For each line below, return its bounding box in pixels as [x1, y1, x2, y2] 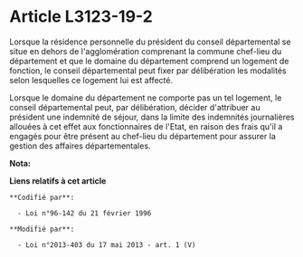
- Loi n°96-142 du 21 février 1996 [17, 208, 152, 218]
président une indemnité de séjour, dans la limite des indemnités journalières [9, 111, 295, 122]
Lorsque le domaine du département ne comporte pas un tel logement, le [9, 92, 282, 103]
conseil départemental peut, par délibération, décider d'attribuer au [9, 101, 260, 112]
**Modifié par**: [9, 224, 75, 233]
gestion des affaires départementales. [9, 140, 151, 151]
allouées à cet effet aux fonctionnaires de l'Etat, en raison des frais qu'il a [9, 120, 283, 132]
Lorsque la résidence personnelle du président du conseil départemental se [9, 36, 291, 47]
